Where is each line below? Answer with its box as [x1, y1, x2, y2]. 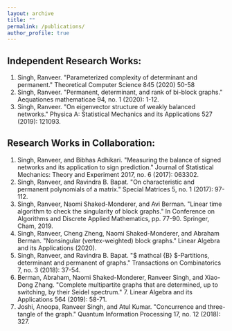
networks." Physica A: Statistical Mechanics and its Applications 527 [17, 110, 213, 118]
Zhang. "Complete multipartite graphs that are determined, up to [34, 281, 218, 289]
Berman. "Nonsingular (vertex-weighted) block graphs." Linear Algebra [17, 236, 220, 245]
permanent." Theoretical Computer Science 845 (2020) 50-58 [17, 81, 195, 89]
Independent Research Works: [7, 55, 142, 66]
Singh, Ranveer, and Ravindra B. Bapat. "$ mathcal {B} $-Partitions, [17, 251, 210, 259]
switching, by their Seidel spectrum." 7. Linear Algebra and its [17, 287, 193, 296]
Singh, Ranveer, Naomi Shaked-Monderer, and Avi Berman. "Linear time [17, 200, 222, 208]
